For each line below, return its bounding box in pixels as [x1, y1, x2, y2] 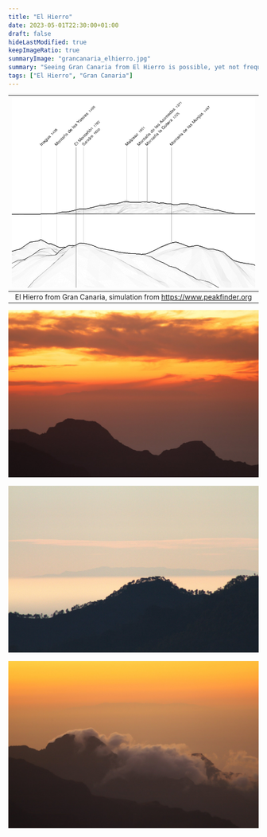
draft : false [8, 29, 52, 37]
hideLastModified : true [8, 38, 87, 46]
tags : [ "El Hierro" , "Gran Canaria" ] [8, 72, 133, 80]
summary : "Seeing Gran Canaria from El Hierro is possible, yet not [8, 64, 240, 72]
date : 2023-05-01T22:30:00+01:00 [8, 21, 119, 29]
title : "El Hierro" [8, 13, 73, 21]
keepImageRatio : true [8, 46, 80, 55]
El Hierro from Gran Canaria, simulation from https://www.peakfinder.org [14, 291, 253, 302]
